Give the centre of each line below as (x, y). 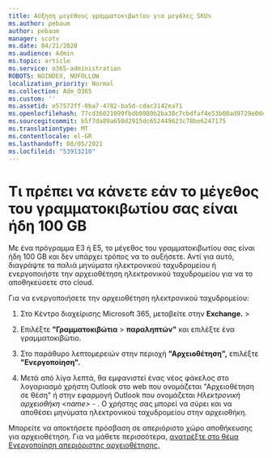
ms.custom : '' (32, 99)
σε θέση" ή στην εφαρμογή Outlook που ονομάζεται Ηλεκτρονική (130, 395)
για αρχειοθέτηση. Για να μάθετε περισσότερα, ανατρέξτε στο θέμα (123, 437)
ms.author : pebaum (39, 23)
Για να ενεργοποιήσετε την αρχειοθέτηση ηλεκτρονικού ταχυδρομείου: (129, 298)
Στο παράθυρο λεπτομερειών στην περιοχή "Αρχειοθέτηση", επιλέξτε (139, 354)
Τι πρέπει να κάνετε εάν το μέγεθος (134, 191)
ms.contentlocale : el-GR (50, 136)
